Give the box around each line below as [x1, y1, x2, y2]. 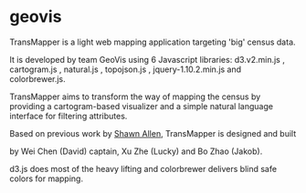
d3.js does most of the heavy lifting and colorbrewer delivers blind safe [9, 163, 277, 174]
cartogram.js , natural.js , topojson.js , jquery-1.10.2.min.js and [9, 64, 242, 75]
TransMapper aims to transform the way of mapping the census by [9, 91, 261, 102]
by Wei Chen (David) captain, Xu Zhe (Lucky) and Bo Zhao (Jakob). [9, 146, 263, 157]
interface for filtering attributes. [9, 110, 128, 121]
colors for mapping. [9, 173, 84, 184]
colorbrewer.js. [9, 73, 66, 84]
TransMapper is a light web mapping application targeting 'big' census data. [9, 36, 296, 47]
